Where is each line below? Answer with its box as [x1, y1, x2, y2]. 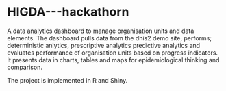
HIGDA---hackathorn [7, 4, 129, 20]
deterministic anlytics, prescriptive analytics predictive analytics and [7, 41, 201, 49]
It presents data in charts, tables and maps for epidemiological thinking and [7, 55, 220, 64]
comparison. [7, 63, 43, 71]
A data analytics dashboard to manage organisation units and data [7, 27, 194, 35]
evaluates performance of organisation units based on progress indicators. [7, 49, 218, 57]
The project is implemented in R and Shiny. [7, 76, 128, 84]
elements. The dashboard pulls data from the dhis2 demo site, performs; [7, 34, 212, 42]
